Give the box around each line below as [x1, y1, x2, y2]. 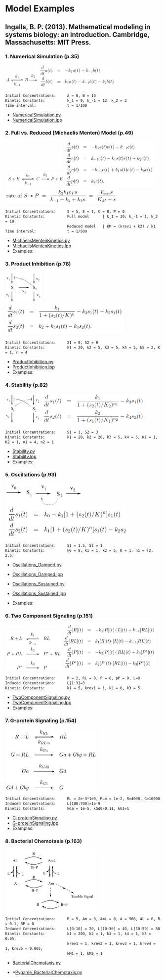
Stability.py [12, 448, 36, 454]
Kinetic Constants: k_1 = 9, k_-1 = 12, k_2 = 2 [5, 98, 127, 103]
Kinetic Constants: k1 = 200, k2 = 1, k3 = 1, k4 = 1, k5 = [5, 931, 152, 936]
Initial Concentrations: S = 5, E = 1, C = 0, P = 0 [5, 209, 125, 214]
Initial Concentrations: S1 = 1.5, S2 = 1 [5, 543, 103, 548]
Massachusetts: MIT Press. [5, 38, 91, 46]
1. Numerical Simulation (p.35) [5, 53, 80, 60]
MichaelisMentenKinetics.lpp [12, 243, 72, 249]
